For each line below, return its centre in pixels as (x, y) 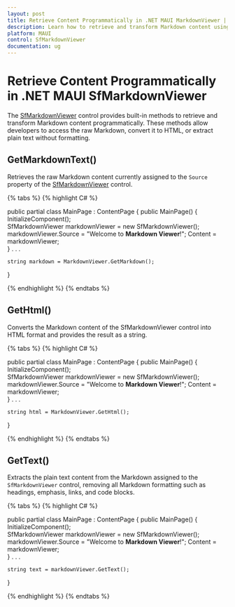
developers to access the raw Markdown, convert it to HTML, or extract (110, 130)
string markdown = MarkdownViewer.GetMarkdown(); (81, 261)
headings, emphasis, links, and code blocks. (71, 493)
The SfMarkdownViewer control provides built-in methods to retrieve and (113, 115)
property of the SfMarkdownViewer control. (70, 184)
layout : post (26, 14)
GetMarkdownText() (52, 160)
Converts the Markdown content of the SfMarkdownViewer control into (109, 327)
